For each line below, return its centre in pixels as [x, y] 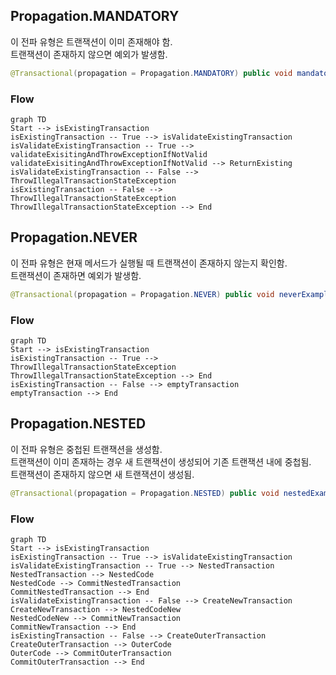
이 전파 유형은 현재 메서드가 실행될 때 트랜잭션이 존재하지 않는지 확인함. [149, 263]
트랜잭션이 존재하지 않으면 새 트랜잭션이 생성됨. [102, 474]
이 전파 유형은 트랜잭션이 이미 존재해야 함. [91, 41]
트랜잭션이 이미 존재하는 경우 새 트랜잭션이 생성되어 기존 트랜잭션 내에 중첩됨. [161, 461]
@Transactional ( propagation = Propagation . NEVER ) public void [142, 294]
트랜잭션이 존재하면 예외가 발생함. [76, 275]
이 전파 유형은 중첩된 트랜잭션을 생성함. [86, 449]
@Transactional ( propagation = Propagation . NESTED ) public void [145, 493]
